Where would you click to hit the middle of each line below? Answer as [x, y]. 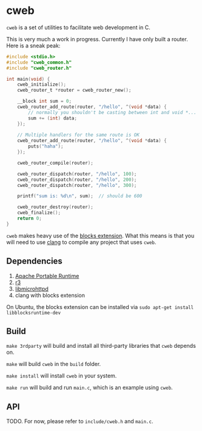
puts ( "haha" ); [46, 146]
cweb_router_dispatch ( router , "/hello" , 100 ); [77, 174]
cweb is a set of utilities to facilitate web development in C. [78, 27]
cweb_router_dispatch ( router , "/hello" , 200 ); [77, 180]
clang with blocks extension [50, 295]
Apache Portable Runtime [47, 276]
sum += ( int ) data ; [53, 118]
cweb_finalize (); [39, 213]
